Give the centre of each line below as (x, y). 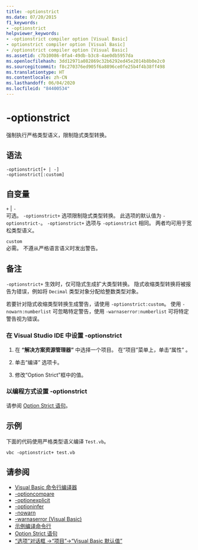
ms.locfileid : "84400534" (38, 89)
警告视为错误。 (24, 319)
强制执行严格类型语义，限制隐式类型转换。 (58, 135)
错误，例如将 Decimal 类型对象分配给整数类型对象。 (79, 292)
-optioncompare (35, 494)
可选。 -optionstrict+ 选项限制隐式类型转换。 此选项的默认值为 (84, 216)
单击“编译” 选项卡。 (39, 362)
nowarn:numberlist (29, 312)
